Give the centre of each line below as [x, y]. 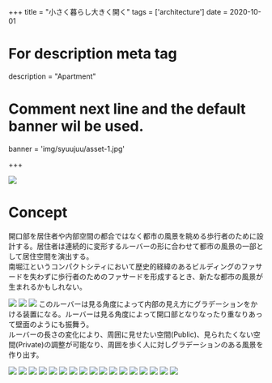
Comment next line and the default [127, 109]
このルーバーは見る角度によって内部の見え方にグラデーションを [144, 303]
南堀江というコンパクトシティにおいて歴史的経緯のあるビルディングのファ [132, 266]
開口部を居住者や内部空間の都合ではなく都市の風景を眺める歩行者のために [132, 236]
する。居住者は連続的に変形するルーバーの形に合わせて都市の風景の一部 [136, 246]
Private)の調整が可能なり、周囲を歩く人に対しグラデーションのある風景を [141, 344]
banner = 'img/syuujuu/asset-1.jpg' [67, 148]
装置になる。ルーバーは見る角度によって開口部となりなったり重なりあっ [142, 314]
